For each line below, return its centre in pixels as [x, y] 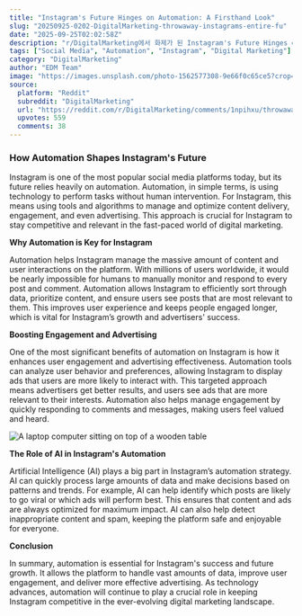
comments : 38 [42, 127]
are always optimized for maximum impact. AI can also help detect [133, 510]
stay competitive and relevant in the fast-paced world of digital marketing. [147, 225]
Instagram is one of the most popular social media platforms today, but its [146, 177]
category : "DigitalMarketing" [66, 59]
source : [24, 85]
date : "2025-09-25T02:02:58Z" [66, 34]
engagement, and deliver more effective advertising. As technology [134, 583]
